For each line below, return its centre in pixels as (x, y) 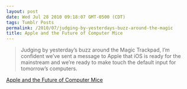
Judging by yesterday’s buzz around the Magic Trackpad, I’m (95, 50)
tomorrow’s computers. (49, 69)
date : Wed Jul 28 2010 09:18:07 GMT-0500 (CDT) (66, 17)
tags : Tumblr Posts (30, 22)
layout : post (22, 11)
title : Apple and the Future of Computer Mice (65, 33)
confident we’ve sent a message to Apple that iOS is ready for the (101, 56)
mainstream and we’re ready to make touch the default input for (98, 63)
